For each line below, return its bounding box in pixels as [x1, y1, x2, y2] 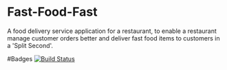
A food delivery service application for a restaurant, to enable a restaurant [7, 27, 217, 35]
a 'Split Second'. [7, 41, 54, 49]
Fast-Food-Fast [7, 4, 98, 20]
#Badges [7, 54, 33, 62]
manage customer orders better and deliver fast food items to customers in [7, 34, 220, 42]
